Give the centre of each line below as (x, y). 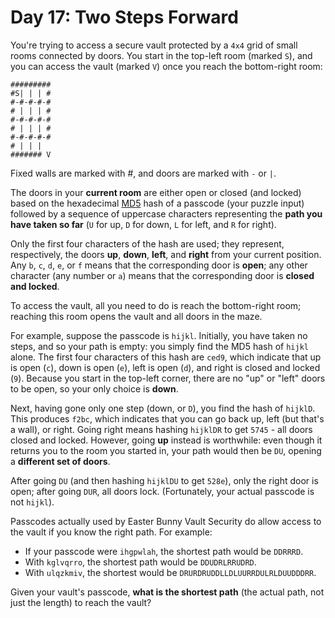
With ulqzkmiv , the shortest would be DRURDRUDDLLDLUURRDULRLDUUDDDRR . (170, 572)
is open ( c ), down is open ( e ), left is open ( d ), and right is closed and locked (165, 367)
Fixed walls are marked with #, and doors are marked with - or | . (143, 173)
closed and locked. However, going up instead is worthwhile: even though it (166, 440)
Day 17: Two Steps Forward (124, 17)
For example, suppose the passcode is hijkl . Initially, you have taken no (159, 335)
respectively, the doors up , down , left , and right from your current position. (166, 254)
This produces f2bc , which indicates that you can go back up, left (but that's (167, 418)
